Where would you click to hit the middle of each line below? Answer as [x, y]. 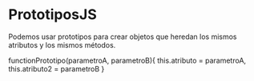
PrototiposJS [53, 15]
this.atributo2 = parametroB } [56, 68]
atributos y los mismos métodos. [62, 44]
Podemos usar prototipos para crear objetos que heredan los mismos [123, 37]
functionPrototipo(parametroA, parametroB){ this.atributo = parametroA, [127, 60]
